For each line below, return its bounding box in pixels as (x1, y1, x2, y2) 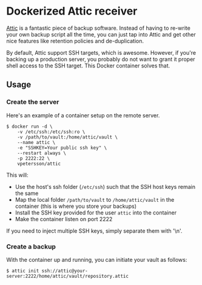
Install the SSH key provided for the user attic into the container (15, 208, 177, 216)
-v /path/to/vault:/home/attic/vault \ (17, 134, 118, 140)
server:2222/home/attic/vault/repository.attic (6, 273, 129, 279)
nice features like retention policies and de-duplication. (6, 37, 144, 44)
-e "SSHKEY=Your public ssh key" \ (17, 145, 107, 151)
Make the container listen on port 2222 (15, 215, 113, 222)
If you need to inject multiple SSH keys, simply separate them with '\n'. (6, 227, 183, 235)
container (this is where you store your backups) (15, 202, 137, 210)
